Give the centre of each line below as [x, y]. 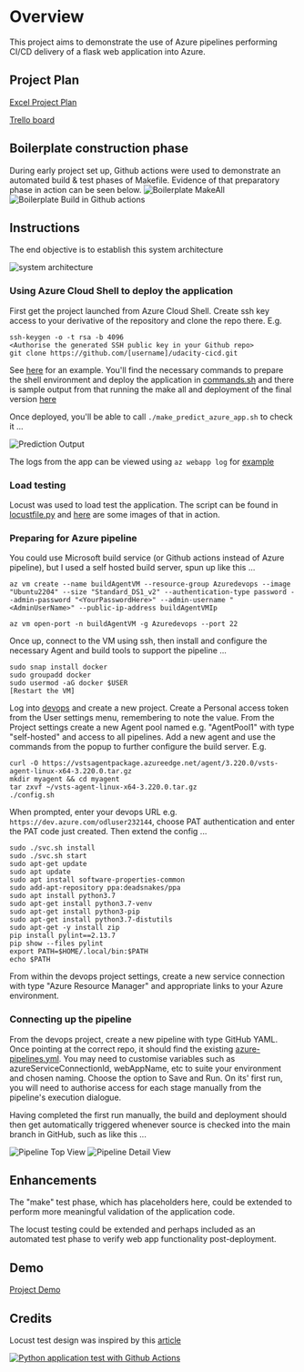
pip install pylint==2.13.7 [63, 936]
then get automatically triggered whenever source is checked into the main [150, 1125]
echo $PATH [30, 960]
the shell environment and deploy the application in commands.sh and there [152, 379]
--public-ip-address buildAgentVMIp [148, 608]
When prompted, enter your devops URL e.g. [93, 812]
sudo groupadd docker [51, 675]
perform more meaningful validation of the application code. [122, 1212]
